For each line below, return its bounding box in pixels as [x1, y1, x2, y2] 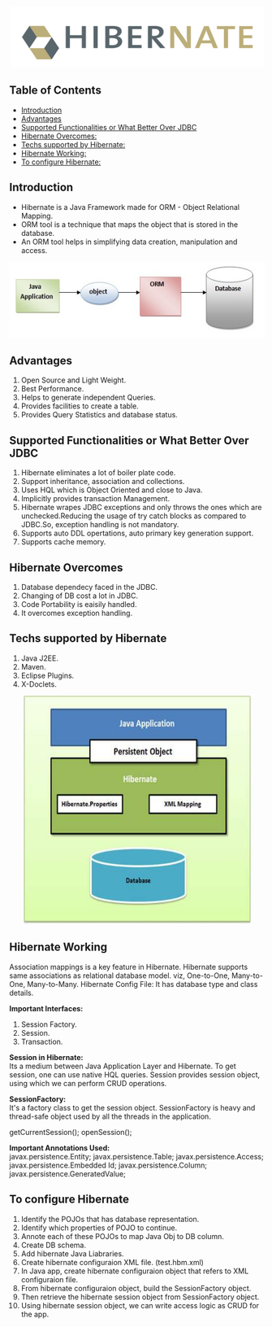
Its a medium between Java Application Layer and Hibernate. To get [9, 1061, 236, 1071]
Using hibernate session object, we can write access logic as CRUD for [20, 1300, 259, 1310]
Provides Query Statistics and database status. [20, 410, 178, 420]
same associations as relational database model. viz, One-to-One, [9, 971, 231, 980]
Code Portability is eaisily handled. [20, 600, 137, 609]
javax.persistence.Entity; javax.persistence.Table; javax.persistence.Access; [9, 1151, 264, 1161]
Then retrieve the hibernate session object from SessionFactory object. [20, 1292, 260, 1302]
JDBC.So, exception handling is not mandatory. [20, 520, 179, 530]
